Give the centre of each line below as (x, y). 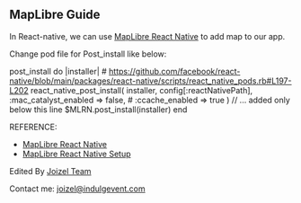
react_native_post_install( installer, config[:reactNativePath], (142, 90)
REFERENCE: (33, 127)
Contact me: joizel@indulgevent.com (77, 189)
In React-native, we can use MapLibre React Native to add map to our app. (147, 36)
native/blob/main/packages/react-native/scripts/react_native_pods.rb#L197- (150, 81)
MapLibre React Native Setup (77, 154)
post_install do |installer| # (58, 71)
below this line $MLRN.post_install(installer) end (98, 109)
